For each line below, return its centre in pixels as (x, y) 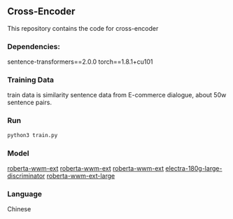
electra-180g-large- (194, 168)
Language (25, 194)
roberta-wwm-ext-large (81, 176)
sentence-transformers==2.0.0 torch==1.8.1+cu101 (80, 62)
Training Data (31, 80)
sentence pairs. (30, 103)
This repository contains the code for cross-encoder (83, 28)
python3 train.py (33, 135)
